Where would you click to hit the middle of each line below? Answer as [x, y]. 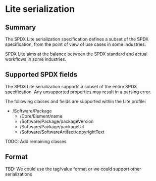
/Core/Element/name [41, 116]
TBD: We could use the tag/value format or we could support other [73, 169]
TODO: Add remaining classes [36, 141]
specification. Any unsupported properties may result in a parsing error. [78, 92]
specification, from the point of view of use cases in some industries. [76, 44]
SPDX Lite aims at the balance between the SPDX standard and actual [76, 54]
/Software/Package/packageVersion [57, 121]
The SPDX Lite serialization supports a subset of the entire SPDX [71, 86]
